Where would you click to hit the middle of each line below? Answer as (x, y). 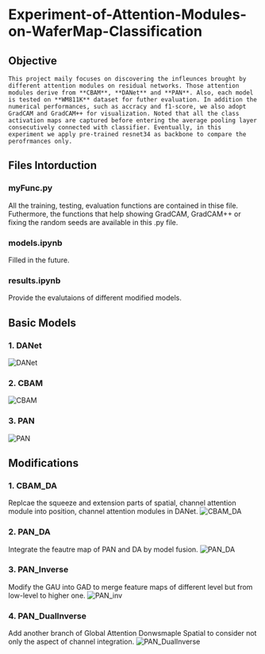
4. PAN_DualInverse (48, 616)
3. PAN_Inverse (38, 570)
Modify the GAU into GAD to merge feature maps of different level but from (131, 587)
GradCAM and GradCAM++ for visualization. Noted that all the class (124, 113)
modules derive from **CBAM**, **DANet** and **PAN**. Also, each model (131, 93)
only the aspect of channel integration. (71, 642)
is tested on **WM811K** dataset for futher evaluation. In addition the (133, 100)
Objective (33, 61)
